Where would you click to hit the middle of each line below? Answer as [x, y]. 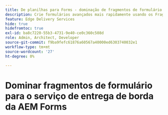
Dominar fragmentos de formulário [79, 85]
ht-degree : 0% [20, 56]
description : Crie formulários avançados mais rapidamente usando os [79, 14]
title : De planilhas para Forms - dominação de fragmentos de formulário [84, 10]
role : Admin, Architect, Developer [42, 38]
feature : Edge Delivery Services [40, 19]
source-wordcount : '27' [30, 51]
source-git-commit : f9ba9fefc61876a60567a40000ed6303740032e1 [71, 42]
